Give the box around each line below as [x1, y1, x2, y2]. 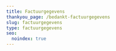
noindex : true [11, 36, 46, 42]
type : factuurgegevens [6, 25, 62, 31]
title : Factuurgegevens [6, 8, 65, 15]
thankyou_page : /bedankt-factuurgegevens [6, 14, 111, 20]
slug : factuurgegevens [6, 19, 62, 25]
